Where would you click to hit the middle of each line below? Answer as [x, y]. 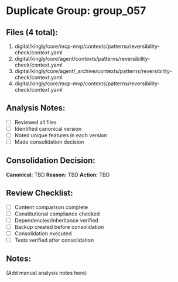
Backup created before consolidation [59, 227]
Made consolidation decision [49, 142]
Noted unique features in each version [61, 135]
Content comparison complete [51, 207]
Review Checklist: [40, 193]
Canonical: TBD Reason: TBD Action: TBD [58, 175]
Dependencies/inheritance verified [56, 220]
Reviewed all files [35, 122]
